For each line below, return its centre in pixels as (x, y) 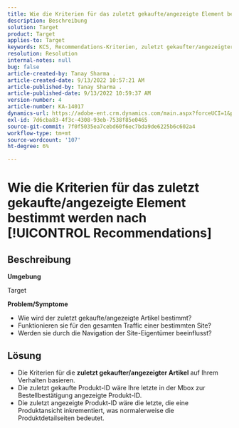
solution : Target (33, 27)
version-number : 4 (34, 100)
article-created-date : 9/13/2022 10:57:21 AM (76, 80)
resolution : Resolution (43, 54)
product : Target (31, 34)
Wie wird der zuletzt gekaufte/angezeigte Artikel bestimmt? (105, 318)
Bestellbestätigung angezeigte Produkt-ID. (80, 395)
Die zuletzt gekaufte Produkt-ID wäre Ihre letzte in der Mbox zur (111, 387)
